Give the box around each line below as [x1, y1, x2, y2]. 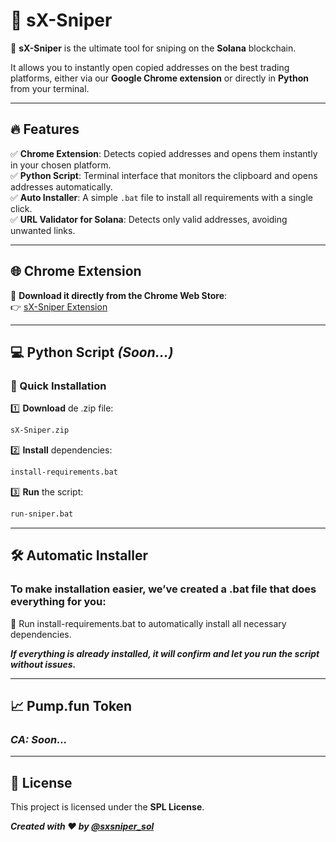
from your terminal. [10, 82, 90, 94]
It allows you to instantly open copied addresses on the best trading [10, 61, 290, 73]
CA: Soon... [10, 732, 68, 746]
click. [10, 202, 33, 214]
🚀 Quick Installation [10, 379, 107, 393]
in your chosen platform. [10, 159, 112, 171]
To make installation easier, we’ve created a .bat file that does [10, 582, 317, 596]
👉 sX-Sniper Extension [10, 300, 108, 313]
